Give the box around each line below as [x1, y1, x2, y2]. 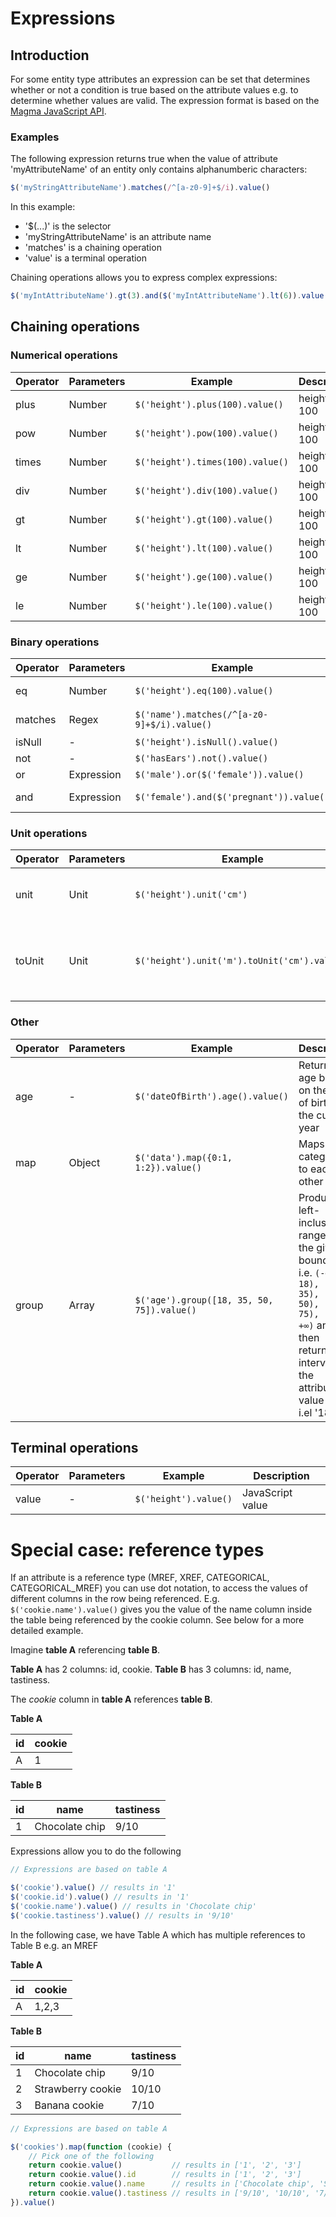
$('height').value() [134, 1493, 233, 1505]
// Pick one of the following [28, 2151, 155, 2161]
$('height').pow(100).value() [134, 427, 279, 439]
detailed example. [10, 1625, 84, 1637]
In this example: [10, 201, 76, 213]
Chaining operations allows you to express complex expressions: [10, 272, 278, 284]
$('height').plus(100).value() [134, 398, 284, 410]
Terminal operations [10, 1440, 139, 1457]
